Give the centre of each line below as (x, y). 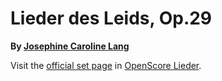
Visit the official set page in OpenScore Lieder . (106, 65)
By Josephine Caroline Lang (70, 46)
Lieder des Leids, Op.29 (111, 18)
